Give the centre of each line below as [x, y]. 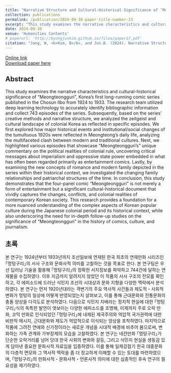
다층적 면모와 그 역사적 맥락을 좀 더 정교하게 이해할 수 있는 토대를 [75, 353]
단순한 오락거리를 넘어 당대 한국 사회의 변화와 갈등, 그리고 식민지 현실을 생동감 [83, 340]
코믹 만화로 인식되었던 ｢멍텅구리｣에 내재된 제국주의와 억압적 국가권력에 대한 [87, 314]
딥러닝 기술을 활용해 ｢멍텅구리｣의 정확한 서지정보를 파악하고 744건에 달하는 [85, 270]
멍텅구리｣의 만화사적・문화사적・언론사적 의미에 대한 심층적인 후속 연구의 [87, 359]
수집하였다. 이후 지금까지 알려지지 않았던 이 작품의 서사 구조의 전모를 [87, 276]
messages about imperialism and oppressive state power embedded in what [85, 156]
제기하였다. [30, 365]
